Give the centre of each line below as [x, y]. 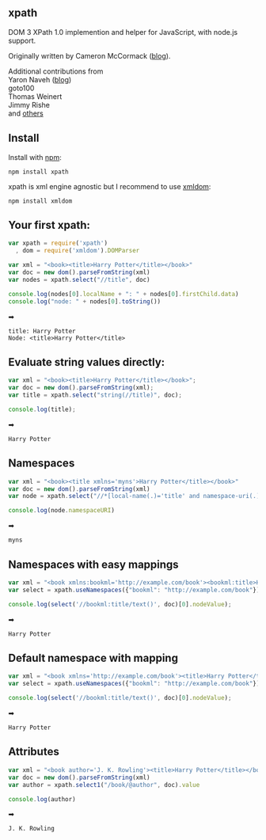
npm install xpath [38, 172]
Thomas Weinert [35, 96]
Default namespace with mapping [93, 658]
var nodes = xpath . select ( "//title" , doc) [79, 279]
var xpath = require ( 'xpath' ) [58, 243]
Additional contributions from [56, 71]
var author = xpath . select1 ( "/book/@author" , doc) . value [104, 785]
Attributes [34, 752]
